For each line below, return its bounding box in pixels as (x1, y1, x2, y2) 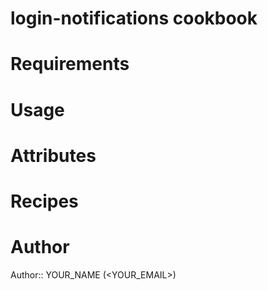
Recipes (10, 190, 79, 212)
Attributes (10, 144, 97, 167)
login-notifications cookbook (10, 7, 258, 30)
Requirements (10, 53, 130, 76)
